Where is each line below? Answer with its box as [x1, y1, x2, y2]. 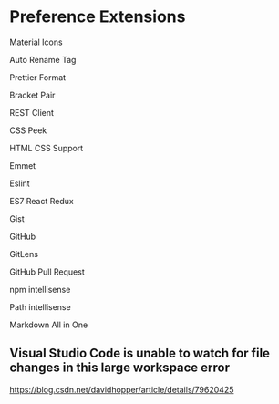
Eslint [9, 178, 30, 189]
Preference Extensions [9, 6, 186, 27]
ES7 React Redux [9, 195, 75, 206]
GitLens [9, 248, 39, 259]
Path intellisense [9, 301, 71, 312]
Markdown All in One [9, 319, 88, 330]
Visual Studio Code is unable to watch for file [9, 346, 271, 361]
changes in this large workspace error [9, 360, 231, 376]
